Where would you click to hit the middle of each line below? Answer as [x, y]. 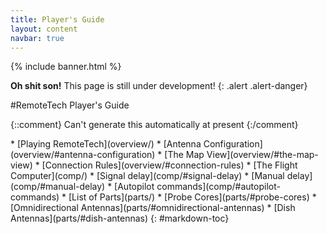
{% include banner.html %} [66, 67]
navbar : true [37, 38]
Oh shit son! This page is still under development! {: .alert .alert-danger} [159, 86]
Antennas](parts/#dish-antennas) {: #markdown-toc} [120, 218]
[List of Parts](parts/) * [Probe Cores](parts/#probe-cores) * [192, 197]
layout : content [44, 29]
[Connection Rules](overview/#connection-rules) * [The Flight [169, 165]
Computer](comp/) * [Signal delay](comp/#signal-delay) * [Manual [147, 176]
